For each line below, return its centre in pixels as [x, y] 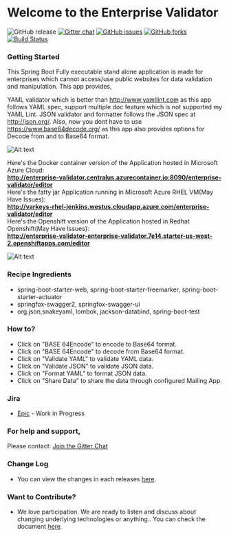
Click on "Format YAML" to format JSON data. [82, 373]
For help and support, [44, 431]
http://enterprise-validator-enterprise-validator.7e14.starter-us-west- [110, 236]
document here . [40, 527]
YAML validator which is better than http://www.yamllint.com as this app [109, 100]
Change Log [28, 464]
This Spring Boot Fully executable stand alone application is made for [105, 72]
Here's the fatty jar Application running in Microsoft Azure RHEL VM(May [110, 192]
